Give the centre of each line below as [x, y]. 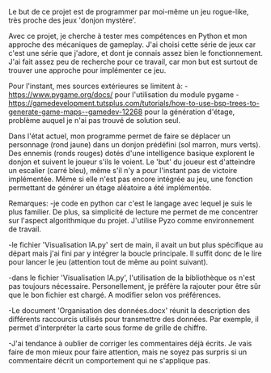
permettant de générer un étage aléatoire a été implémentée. [110, 188]
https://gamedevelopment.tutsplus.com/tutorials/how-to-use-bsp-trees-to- [134, 103]
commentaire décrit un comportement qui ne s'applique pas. [109, 360]
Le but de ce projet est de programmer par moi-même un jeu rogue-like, [129, 12]
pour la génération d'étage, [190, 112]
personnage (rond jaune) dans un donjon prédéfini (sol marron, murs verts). [135, 144]
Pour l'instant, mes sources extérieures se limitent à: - [98, 86]
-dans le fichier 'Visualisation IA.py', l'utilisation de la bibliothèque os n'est [132, 278]
